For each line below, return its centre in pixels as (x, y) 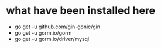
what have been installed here (81, 11)
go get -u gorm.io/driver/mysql (52, 39)
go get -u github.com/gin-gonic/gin (57, 27)
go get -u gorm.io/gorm (43, 32)
